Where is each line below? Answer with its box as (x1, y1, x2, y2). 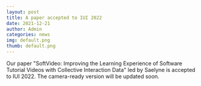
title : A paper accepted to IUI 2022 (6, 15, 102, 21)
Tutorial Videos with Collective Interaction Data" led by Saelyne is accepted (6, 66, 196, 73)
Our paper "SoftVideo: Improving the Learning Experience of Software (6, 59, 183, 67)
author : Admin (6, 26, 43, 32)
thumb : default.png (6, 43, 56, 49)
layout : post (6, 9, 40, 15)
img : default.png (6, 37, 51, 43)
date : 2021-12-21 (6, 20, 51, 26)
